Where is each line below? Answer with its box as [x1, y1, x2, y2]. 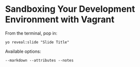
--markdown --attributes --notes [5, 58, 74, 63]
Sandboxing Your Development [5, 3, 136, 15]
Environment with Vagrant [5, 14, 115, 25]
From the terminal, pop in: [5, 30, 58, 36]
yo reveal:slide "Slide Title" [5, 39, 70, 45]
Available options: [5, 48, 41, 54]
